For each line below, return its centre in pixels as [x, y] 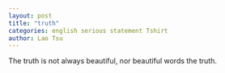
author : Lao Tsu [36, 38]
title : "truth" [34, 23]
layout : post [30, 16]
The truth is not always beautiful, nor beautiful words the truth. [112, 61]
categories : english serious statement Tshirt [88, 30]
